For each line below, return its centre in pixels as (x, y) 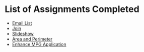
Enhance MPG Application (39, 44)
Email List (22, 23)
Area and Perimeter (32, 39)
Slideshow (23, 33)
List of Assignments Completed (72, 9)
